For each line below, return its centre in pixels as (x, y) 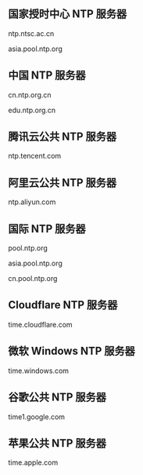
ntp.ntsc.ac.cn (31, 33)
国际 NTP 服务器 (47, 229)
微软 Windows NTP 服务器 (71, 351)
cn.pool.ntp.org (33, 279)
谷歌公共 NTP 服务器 (57, 398)
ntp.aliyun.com (32, 202)
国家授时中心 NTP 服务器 (68, 14)
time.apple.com (33, 462)
